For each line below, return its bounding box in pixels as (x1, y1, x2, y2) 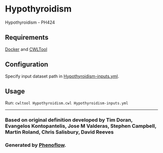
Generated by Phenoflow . (5, 142, 66, 149)
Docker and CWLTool (5, 46, 48, 52)
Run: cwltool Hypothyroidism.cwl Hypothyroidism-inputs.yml (5, 100, 129, 106)
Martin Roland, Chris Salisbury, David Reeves (5, 129, 114, 136)
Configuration (5, 61, 49, 69)
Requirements (5, 33, 49, 42)
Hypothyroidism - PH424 (5, 19, 55, 25)
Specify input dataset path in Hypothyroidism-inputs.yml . (5, 73, 119, 79)
